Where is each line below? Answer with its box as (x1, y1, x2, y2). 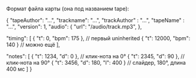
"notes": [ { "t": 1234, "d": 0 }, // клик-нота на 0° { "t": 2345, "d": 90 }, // (6, 53, 185, 59)
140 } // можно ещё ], (6, 41, 61, 48)
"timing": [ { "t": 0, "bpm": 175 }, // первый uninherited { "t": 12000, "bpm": (6, 35, 191, 41)
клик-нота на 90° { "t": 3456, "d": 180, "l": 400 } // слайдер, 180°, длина (6, 59, 186, 66)
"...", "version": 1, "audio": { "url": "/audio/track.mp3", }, (6, 23, 142, 30)
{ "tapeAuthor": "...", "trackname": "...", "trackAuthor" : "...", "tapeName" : (6, 17, 185, 23)
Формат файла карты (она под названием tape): (6, 5, 129, 12)
